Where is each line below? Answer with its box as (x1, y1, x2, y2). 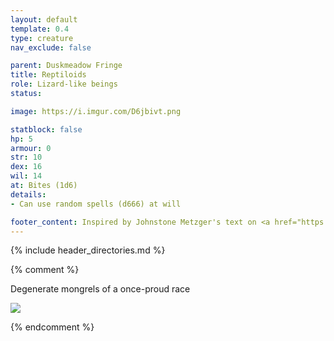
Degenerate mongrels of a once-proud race (10, 283, 191, 295)
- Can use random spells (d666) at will (10, 199, 182, 209)
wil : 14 (10, 171, 43, 181)
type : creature (10, 33, 74, 43)
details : (10, 189, 47, 200)
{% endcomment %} (10, 321, 95, 333)
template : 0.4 (10, 24, 70, 34)
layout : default (10, 14, 78, 25)
